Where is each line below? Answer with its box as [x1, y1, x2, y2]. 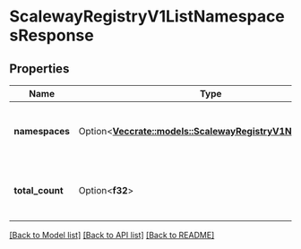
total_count [13, 185, 64, 196]
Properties [9, 61, 70, 76]
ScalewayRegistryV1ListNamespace [9, 6, 285, 27]
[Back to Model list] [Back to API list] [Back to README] [9, 230, 215, 240]
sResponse [9, 25, 94, 46]
